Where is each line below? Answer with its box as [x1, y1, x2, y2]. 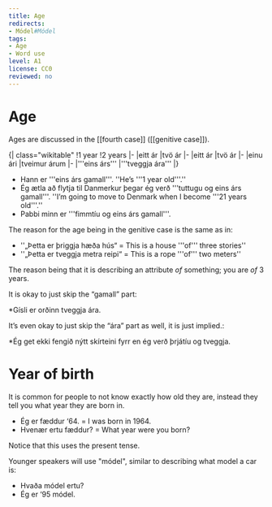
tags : [8, 34, 27, 43]
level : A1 [8, 58, 42, 66]
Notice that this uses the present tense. [8, 440, 140, 450]
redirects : [8, 19, 45, 28]
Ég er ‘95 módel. [19, 489, 76, 499]
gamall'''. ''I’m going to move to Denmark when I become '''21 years [19, 192, 248, 201]
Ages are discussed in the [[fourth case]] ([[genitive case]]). [8, 134, 209, 144]
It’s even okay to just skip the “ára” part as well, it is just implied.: [8, 320, 225, 330]
